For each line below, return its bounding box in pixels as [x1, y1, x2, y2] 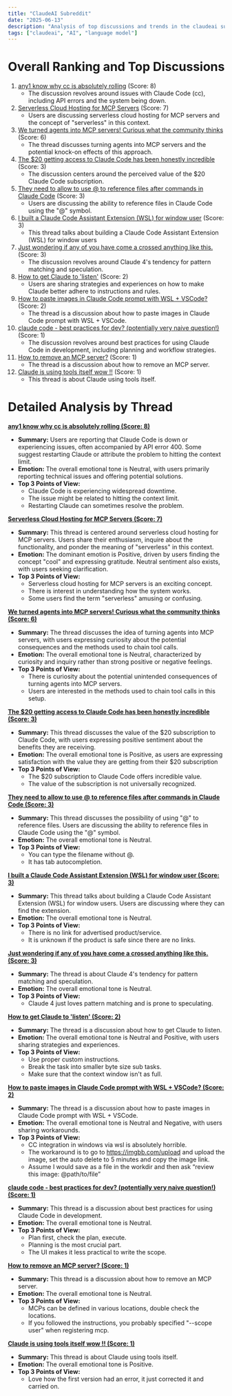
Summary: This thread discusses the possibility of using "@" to [17, 814, 199, 822]
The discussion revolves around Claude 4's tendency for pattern [28, 258, 211, 266]
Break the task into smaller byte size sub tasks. [28, 1063, 162, 1071]
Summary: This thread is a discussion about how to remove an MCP [17, 1275, 212, 1284]
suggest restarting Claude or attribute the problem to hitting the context [17, 450, 221, 459]
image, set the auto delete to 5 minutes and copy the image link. [28, 1155, 210, 1163]
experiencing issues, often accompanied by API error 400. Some [17, 443, 202, 451]
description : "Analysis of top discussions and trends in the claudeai [8, 23, 218, 30]
